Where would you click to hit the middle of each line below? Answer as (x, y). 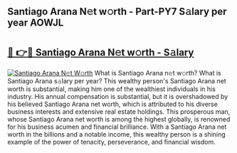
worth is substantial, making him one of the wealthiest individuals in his (111, 89)
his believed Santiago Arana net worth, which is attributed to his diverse (113, 104)
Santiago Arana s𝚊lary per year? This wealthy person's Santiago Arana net (117, 81)
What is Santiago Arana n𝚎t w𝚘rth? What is (158, 73)
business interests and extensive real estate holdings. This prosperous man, (119, 112)
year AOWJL (36, 23)
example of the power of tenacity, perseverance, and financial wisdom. (111, 142)
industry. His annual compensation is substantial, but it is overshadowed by (118, 96)
